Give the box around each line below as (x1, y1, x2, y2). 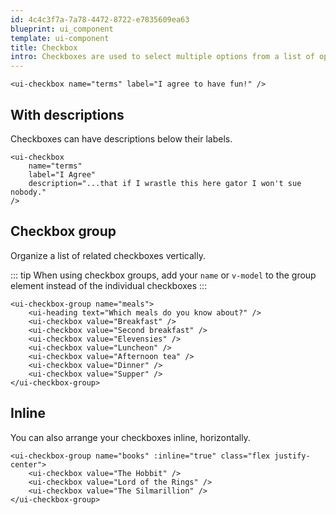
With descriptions (10, 106, 125, 123)
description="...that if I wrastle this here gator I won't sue (28, 178, 302, 188)
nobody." (10, 187, 47, 197)
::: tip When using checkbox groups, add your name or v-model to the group (10, 269, 317, 281)
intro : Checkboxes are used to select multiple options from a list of (10, 52, 315, 62)
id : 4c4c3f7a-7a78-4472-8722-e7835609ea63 (10, 14, 190, 25)
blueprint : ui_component (10, 24, 114, 34)
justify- (274, 451, 311, 461)
